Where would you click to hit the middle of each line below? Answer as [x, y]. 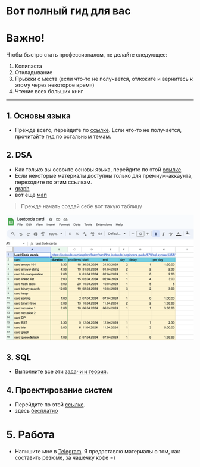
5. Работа [31, 435]
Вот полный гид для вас [68, 11]
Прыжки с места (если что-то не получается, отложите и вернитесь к [104, 79]
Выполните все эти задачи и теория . [61, 372]
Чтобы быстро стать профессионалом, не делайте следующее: [87, 55]
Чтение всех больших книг [49, 92]
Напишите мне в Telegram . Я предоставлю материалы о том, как [97, 451]
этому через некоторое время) [54, 85]
